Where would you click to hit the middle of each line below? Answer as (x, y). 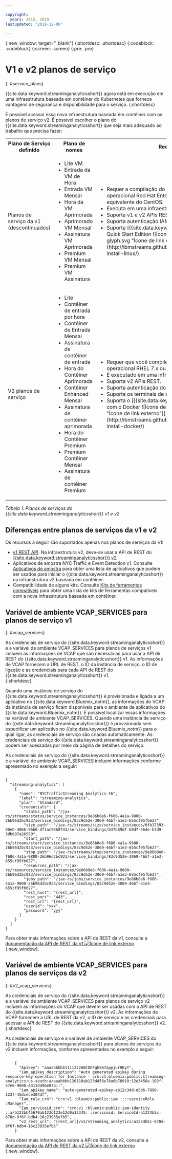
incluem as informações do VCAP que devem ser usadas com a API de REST (86, 1006)
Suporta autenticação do (136, 388)
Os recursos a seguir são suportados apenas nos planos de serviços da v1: (84, 542)
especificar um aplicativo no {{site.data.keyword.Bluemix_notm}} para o (81, 729)
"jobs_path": (38, 879)
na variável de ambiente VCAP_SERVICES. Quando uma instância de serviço (86, 718)
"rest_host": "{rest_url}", (53, 892)
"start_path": (39, 838)
